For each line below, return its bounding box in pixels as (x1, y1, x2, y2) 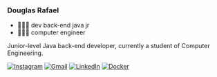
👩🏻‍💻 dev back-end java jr (17, 21, 90, 30)
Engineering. (7, 49, 44, 57)
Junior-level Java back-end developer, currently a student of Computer (7, 42, 210, 50)
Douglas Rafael (7, 5, 59, 15)
